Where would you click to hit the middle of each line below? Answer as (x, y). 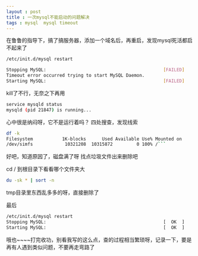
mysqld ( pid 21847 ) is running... (49, 110)
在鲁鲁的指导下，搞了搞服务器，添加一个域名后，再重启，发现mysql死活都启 (100, 40)
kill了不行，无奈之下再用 (36, 93)
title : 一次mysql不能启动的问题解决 (48, 17)
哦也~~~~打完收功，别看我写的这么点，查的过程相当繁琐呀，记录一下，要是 (99, 239)
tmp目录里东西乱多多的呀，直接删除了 (53, 193)
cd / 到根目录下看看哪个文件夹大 (45, 169)
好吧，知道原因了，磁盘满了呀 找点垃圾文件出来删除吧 (72, 157)
